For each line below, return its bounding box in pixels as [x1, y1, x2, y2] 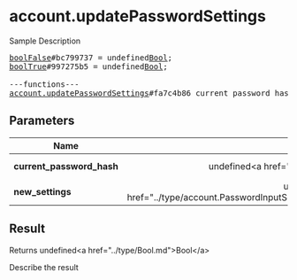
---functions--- [9, 79, 80, 89]
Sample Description [9, 35, 81, 46]
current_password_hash [13, 159, 119, 172]
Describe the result [9, 261, 80, 272]
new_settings [13, 185, 72, 198]
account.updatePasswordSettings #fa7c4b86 [9, 88, 192, 98]
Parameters [9, 113, 75, 128]
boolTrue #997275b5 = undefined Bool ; [9, 61, 168, 72]
